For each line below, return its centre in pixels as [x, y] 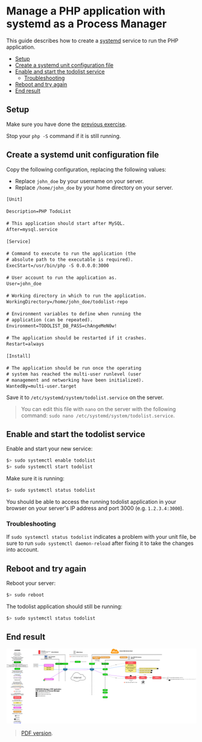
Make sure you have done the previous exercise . [67, 124]
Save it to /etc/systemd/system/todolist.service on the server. [85, 397]
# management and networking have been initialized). [75, 380]
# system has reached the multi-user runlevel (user [74, 374]
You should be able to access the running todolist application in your [91, 502]
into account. [23, 550]
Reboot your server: [31, 583]
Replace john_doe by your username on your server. [79, 181]
